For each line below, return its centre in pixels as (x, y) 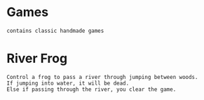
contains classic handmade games (55, 31)
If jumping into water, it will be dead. (68, 83)
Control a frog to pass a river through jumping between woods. (102, 77)
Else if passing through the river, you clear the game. (91, 89)
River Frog (37, 58)
